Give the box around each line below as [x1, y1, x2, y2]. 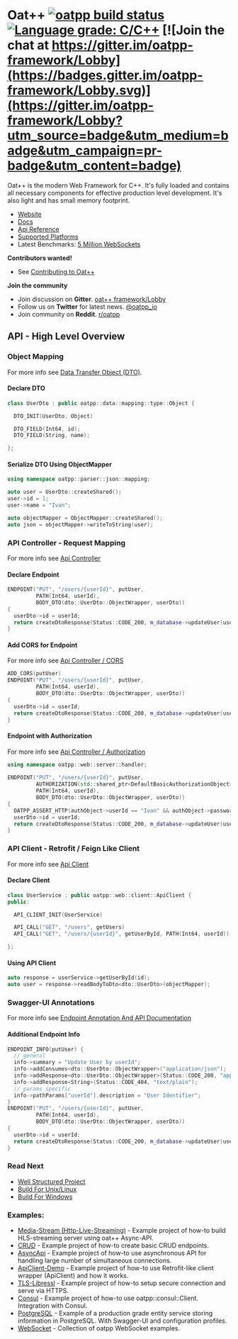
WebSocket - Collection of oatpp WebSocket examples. [17, 1324, 181, 1333]
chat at [7, 38, 50, 53]
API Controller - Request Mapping [7, 538, 126, 548]
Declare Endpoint [7, 570, 59, 579]
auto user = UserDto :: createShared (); [7, 489, 122, 496]
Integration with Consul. [17, 1301, 88, 1310]
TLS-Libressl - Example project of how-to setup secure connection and [17, 1279, 226, 1287]
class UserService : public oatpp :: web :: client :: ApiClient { [7, 891, 192, 899]
